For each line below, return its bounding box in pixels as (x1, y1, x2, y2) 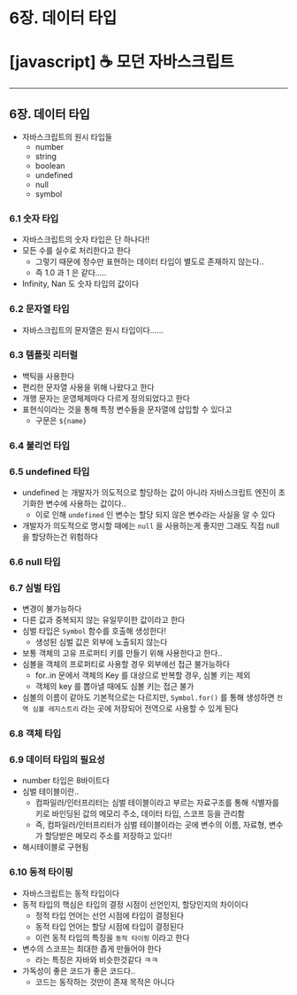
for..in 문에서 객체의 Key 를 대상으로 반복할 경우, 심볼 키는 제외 (34, 670, 251, 680)
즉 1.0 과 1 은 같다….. (34, 268, 107, 278)
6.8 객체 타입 (9, 727, 62, 740)
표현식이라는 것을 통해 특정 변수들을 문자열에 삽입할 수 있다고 (21, 404, 232, 415)
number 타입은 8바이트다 (21, 775, 110, 786)
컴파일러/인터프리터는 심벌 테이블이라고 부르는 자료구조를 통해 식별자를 (34, 797, 280, 808)
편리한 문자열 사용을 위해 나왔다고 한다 (21, 382, 155, 393)
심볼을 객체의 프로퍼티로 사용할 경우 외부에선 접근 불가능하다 (21, 659, 231, 670)
